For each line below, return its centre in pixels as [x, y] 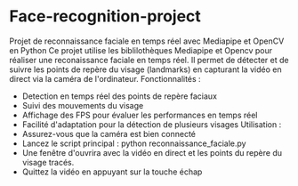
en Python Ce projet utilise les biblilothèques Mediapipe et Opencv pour [141, 50]
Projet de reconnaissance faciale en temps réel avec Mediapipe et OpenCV [147, 41]
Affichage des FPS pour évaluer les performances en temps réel [140, 115]
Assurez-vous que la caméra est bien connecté [109, 133]
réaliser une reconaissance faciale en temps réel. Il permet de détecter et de [149, 60]
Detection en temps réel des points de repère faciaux [120, 96]
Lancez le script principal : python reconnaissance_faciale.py [134, 143]
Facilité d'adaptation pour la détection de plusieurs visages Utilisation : [152, 124]
